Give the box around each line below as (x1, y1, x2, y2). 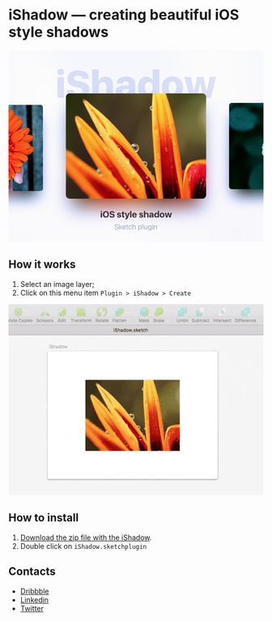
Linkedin (19, 594, 49, 605)
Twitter (19, 603, 45, 613)
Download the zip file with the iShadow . (19, 533, 152, 542)
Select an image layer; (19, 279, 95, 289)
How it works (8, 258, 76, 272)
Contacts (8, 565, 57, 579)
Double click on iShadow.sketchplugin (19, 541, 147, 550)
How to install (8, 511, 79, 525)
